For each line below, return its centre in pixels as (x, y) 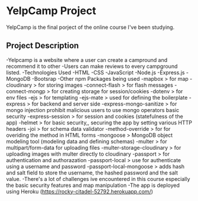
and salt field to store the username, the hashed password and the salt (92, 173)
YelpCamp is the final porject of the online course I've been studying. (90, 27)
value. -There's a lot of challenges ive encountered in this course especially (98, 179)
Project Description (43, 46)
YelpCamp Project (51, 11)
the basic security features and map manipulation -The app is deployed (93, 185)
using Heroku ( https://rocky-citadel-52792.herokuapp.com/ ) (80, 191)
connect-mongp (26, 91)
